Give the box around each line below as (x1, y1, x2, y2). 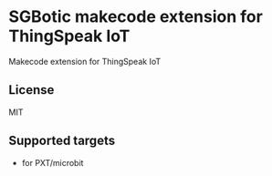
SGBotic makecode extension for (8, 6, 264, 27)
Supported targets (8, 133, 116, 149)
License (8, 82, 55, 98)
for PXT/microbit (21, 157, 84, 168)
